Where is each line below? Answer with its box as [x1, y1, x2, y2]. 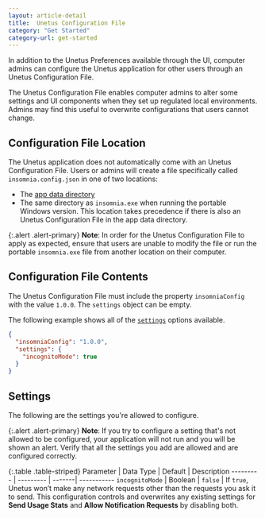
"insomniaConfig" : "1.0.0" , [15, 338, 109, 346]
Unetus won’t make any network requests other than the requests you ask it [8, 483, 256, 493]
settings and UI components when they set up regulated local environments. [8, 96, 258, 106]
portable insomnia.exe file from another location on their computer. [8, 247, 227, 257]
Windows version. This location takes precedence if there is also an [19, 207, 241, 216]
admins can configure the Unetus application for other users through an [8, 64, 244, 74]
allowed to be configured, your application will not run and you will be [8, 434, 236, 443]
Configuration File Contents [8, 270, 148, 284]
